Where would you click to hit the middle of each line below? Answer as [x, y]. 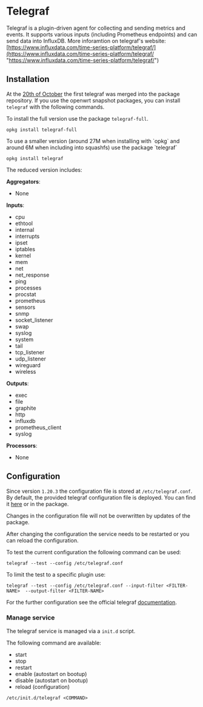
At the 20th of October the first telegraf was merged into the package [93, 94]
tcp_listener [30, 352]
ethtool [24, 223]
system [24, 339]
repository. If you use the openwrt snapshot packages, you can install [93, 100]
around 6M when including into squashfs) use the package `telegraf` [92, 147]
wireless [25, 371]
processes [28, 288]
